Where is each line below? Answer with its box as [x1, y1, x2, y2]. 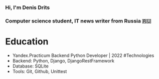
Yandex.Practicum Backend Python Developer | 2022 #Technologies [12, 52, 154, 58]
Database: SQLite [12, 63, 49, 69]
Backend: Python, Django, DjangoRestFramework [12, 57, 114, 63]
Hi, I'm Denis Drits [5, 4, 50, 11]
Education [5, 36, 49, 47]
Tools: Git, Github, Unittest [12, 68, 67, 74]
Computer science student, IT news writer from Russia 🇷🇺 [5, 17, 151, 24]
